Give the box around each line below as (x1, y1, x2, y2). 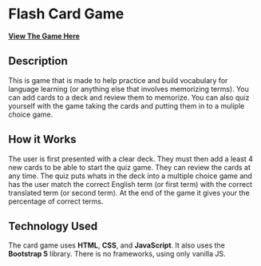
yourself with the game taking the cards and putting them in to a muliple (8, 101, 245, 110)
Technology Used (8, 219, 98, 232)
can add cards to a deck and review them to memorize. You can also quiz (8, 93, 250, 102)
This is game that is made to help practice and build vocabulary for (8, 75, 228, 85)
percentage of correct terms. (8, 197, 104, 206)
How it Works (8, 133, 77, 146)
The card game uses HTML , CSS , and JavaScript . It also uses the (8, 240, 225, 250)
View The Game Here (8, 31, 80, 41)
